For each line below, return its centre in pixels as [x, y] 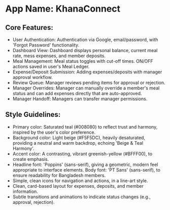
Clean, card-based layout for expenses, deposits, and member [78, 186]
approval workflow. [32, 77]
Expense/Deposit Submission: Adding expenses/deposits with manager [87, 72]
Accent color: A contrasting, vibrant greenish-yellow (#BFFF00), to [82, 154]
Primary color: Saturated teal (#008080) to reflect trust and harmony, [85, 127]
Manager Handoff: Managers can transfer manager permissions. [80, 99]
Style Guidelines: [33, 115]
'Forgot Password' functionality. [46, 45]
